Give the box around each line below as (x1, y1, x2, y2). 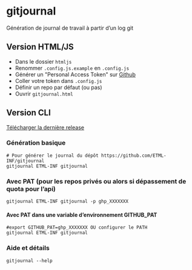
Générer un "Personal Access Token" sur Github (15, 71, 136, 78)
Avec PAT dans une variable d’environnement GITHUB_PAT (6, 211, 157, 219)
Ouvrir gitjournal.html (15, 90, 74, 97)
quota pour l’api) (6, 185, 56, 193)
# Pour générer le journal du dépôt (6, 153, 99, 159)
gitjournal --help (6, 257, 53, 264)
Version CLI (6, 108, 51, 118)
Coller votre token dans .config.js (15, 77, 102, 84)
